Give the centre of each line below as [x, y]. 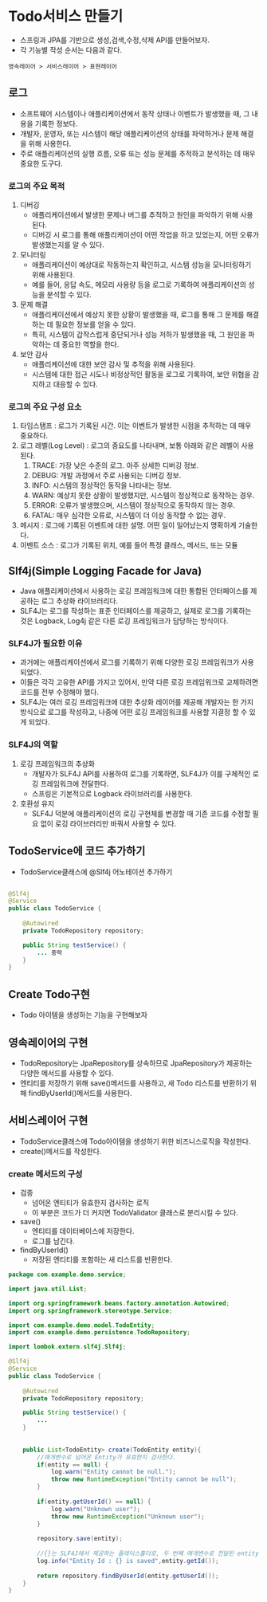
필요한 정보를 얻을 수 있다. [96, 324]
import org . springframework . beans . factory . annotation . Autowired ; [119, 1303]
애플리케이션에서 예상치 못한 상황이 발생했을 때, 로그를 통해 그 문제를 [138, 315]
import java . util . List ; [48, 1289]
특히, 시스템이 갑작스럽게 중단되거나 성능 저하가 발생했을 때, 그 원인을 [139, 335]
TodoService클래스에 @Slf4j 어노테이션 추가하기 [96, 872]
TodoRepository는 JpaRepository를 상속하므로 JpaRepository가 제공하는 [136, 1063]
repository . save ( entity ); [80, 1539]
